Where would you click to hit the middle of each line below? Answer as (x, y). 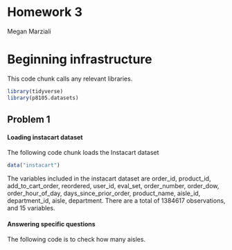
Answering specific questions (51, 224)
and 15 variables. (31, 208)
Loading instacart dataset (45, 137)
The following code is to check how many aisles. (77, 240)
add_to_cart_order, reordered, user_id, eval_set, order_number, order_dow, (113, 186)
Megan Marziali (29, 31)
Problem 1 (29, 120)
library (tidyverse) (35, 91)
